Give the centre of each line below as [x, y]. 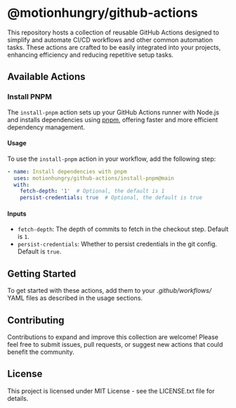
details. [18, 398]
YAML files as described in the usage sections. [75, 298]
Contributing [36, 320]
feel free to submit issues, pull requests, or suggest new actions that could [115, 345]
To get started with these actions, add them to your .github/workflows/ [110, 291]
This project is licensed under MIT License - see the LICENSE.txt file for [111, 390]
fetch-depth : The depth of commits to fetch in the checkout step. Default [123, 229]
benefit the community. [41, 352]
